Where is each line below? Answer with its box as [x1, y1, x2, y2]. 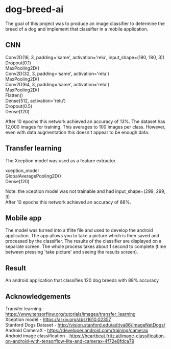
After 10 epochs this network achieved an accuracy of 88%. [5, 199, 132, 205]
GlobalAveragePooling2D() [5, 172, 61, 179]
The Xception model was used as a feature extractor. [5, 157, 117, 164]
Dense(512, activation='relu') [5, 97, 66, 104]
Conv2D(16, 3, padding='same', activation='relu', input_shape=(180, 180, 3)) [5, 54, 165, 60]
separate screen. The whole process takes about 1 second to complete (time [5, 243, 166, 250]
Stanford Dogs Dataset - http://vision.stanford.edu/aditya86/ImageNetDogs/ [5, 322, 166, 328]
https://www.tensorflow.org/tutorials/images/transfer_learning [5, 311, 136, 317]
